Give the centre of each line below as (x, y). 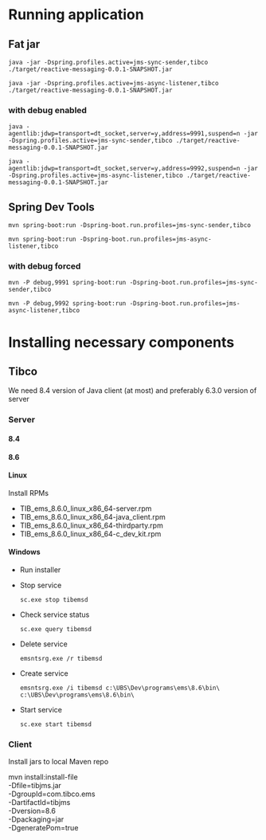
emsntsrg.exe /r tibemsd (61, 658)
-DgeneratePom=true (43, 828)
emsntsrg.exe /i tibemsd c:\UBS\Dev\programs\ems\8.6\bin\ (120, 688)
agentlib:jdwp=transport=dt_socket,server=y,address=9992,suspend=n (124, 169)
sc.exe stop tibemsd (54, 599)
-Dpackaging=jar (36, 819)
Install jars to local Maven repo (59, 762)
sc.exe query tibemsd (55, 629)
